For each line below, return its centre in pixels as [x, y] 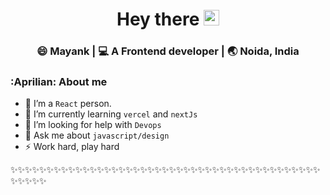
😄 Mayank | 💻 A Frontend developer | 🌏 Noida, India [168, 51]
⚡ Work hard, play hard [72, 147]
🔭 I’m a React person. [68, 104]
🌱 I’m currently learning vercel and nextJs [111, 114]
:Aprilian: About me [59, 82]
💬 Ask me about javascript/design [97, 135]
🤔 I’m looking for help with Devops [93, 125]
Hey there [158, 19]
